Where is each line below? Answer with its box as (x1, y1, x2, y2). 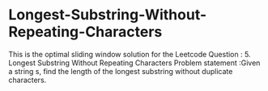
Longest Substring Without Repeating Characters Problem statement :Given (8, 58, 261, 68)
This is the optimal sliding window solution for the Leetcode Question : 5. (8, 49, 251, 59)
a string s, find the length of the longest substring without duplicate (8, 66, 233, 76)
